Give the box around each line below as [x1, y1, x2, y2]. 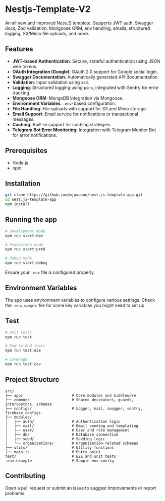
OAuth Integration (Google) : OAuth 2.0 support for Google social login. [12, 69, 158, 75]
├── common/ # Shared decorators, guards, [5, 397, 134, 402]
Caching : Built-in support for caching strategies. [12, 121, 111, 127]
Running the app [5, 215, 57, 224]
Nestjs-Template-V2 [5, 3, 91, 15]
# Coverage [5, 357, 28, 362]
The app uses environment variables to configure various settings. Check [5, 297, 155, 303]
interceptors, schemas [5, 402, 52, 407]
